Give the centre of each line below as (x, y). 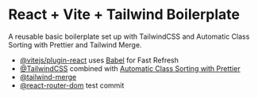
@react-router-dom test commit (72, 85)
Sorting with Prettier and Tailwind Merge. (75, 44)
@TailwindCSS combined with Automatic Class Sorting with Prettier (130, 68)
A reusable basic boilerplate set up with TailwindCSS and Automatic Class (129, 36)
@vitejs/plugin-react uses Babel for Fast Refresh (99, 60)
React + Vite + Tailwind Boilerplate (124, 15)
